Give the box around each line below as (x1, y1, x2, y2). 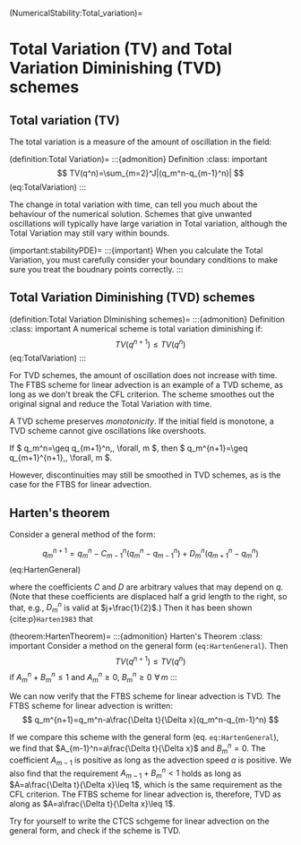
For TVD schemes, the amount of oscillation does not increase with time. (9, 370, 278, 381)
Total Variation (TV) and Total (9, 39, 233, 59)
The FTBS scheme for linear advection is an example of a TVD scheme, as (9, 380, 284, 391)
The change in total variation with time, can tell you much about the (9, 199, 258, 210)
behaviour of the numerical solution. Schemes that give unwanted (9, 209, 253, 219)
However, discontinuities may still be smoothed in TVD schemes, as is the (9, 470, 281, 480)
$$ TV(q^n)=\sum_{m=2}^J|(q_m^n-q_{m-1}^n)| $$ (56, 168, 245, 178)
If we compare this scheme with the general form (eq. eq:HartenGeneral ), (9, 732, 279, 743)
